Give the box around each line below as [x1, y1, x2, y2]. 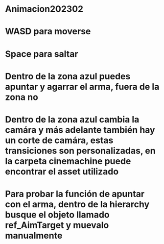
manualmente [5, 230, 63, 241]
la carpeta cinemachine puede [5, 155, 131, 167]
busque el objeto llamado [5, 209, 110, 220]
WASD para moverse [5, 26, 91, 37]
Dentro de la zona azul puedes [5, 71, 131, 82]
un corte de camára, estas [5, 135, 114, 146]
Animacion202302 [5, 3, 84, 15]
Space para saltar [5, 48, 78, 59]
